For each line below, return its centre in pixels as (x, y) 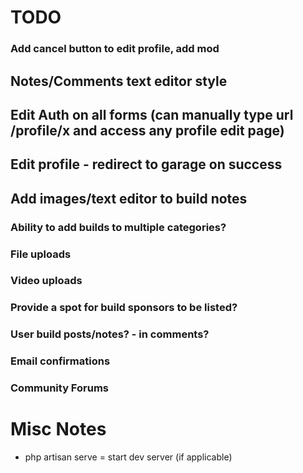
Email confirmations (60, 361)
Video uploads (46, 281)
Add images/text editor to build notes (129, 198)
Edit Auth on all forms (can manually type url (152, 114)
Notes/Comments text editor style (119, 81)
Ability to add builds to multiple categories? (118, 227)
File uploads (41, 254)
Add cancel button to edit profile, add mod (115, 49)
